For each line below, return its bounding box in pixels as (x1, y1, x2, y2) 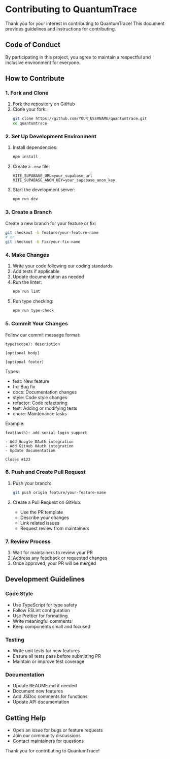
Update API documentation (12, 699, 70, 705)
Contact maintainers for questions (12, 738, 84, 744)
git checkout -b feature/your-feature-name (5, 230, 99, 235)
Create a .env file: (12, 164, 50, 170)
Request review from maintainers (20, 525, 90, 531)
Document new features (12, 688, 63, 694)
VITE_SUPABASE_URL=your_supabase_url (12, 173, 93, 178)
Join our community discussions (12, 733, 81, 739)
